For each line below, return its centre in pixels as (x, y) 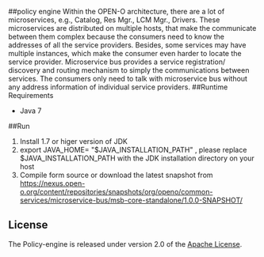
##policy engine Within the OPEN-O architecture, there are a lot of (117, 11)
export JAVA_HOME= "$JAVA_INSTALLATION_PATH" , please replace (133, 150)
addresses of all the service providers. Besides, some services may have (127, 45)
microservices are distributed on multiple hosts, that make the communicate (132, 28)
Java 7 (31, 111)
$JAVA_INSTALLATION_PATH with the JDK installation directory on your (137, 158)
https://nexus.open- (52, 183)
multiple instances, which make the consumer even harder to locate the (125, 53)
